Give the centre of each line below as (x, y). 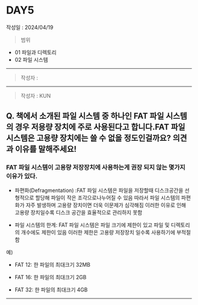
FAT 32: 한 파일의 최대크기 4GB (51, 290)
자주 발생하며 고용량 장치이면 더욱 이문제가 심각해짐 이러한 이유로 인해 (106, 205)
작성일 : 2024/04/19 (30, 27)
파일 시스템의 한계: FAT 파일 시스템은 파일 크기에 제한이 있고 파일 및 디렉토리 (102, 225)
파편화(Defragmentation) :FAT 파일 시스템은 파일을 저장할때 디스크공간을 (99, 190)
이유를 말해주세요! (46, 149)
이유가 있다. (22, 176)
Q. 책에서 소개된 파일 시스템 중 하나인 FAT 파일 (85, 116)
